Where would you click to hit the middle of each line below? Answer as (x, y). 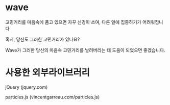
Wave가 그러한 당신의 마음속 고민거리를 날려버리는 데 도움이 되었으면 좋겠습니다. (86, 50)
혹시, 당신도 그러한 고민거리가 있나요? (43, 39)
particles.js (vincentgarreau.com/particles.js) (53, 97)
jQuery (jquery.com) (27, 87)
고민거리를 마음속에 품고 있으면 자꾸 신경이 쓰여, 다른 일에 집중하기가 (73, 22)
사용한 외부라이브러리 (48, 73)
